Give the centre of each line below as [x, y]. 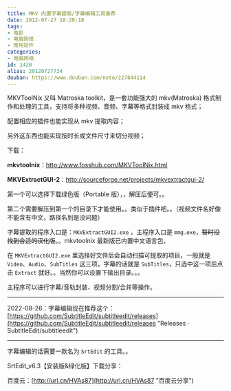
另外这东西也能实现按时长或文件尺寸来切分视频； [76, 136]
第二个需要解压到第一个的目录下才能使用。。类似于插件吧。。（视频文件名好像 [114, 209]
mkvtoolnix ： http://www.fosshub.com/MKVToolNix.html [87, 165]
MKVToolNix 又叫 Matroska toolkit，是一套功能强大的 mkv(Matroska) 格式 [111, 98]
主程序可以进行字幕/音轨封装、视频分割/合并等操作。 [82, 287]
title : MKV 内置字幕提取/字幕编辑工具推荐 [62, 13]
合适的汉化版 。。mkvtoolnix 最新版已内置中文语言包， [94, 241]
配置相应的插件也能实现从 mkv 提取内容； [66, 121]
